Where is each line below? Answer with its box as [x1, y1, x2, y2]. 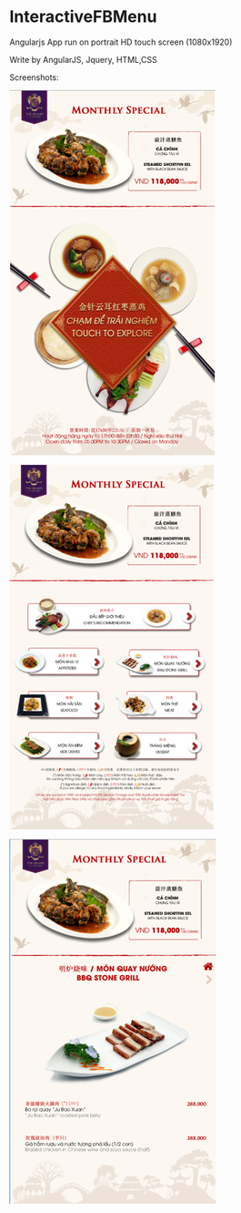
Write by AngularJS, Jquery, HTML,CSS [9, 54, 157, 65]
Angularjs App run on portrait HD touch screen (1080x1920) [9, 36, 233, 47]
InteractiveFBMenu [9, 6, 157, 27]
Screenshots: [9, 71, 59, 83]
